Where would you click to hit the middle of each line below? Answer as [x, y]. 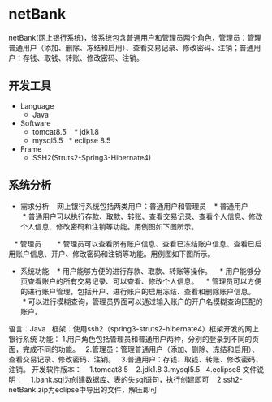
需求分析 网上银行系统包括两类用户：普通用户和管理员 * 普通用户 [134, 206]
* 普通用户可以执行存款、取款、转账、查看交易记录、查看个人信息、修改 [142, 216]
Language [37, 105]
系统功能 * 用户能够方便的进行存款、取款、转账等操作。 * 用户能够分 [140, 271]
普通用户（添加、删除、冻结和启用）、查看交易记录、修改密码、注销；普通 [131, 47]
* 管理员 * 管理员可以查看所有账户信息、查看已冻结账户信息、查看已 [135, 243]
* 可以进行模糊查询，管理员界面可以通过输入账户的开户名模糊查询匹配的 [142, 301]
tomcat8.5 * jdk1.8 [66, 131]
